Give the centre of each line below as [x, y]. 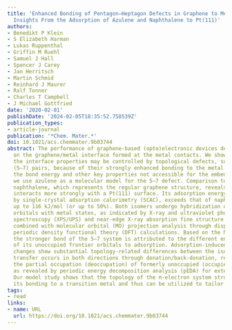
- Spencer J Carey [33, 65]
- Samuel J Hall [30, 59]
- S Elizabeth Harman [38, 39]
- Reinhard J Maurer [37, 84]
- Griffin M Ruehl [33, 53]
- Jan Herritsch [30, 71]
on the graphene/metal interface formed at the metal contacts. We [113, 155]
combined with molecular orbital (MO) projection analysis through [113, 226]
